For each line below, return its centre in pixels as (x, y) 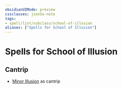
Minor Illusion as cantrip (36, 81)
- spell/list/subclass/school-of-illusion (49, 23)
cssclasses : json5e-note (30, 14)
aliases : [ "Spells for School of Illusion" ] (51, 28)
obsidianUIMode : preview (30, 9)
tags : (10, 18)
